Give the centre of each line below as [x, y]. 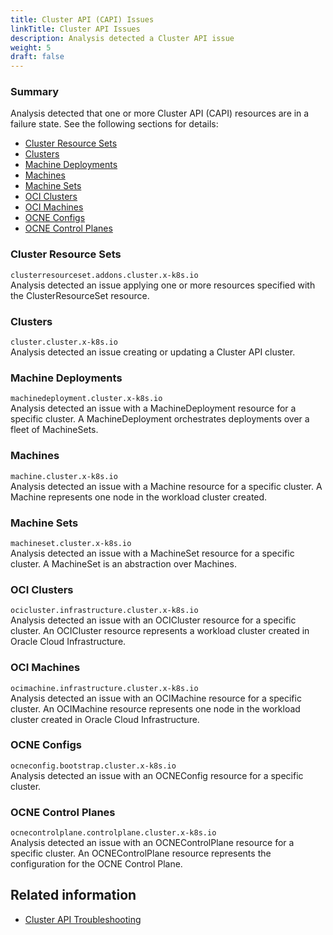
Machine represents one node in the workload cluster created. [139, 497]
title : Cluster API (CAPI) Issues [82, 19]
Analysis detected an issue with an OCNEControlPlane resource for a [152, 843]
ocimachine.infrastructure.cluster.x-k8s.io [104, 688]
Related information [73, 895]
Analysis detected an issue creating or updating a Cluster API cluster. [153, 352]
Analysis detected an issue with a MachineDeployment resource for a [153, 408]
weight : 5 [31, 47]
